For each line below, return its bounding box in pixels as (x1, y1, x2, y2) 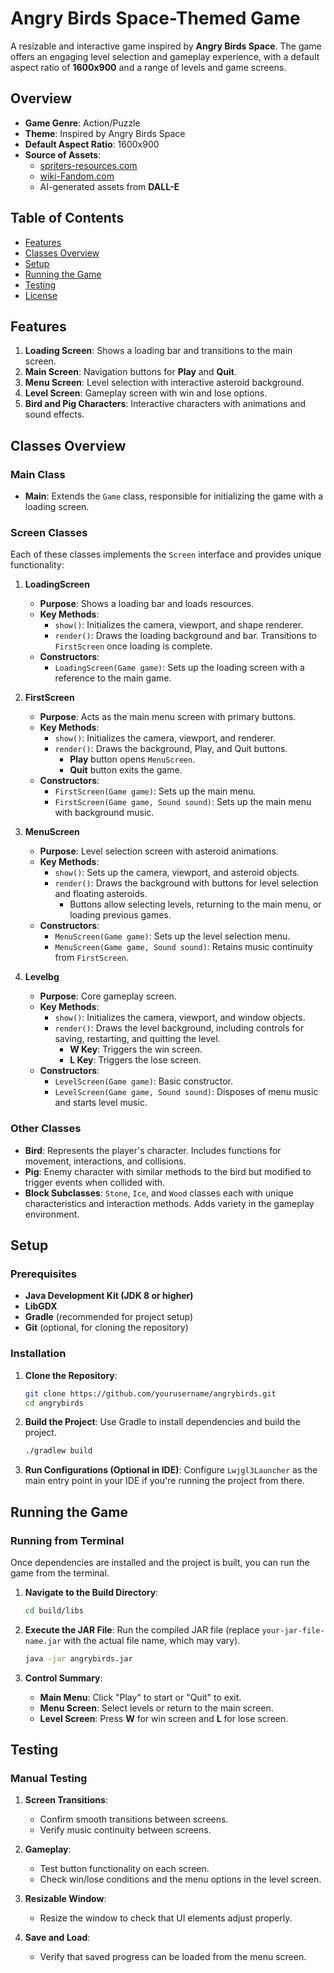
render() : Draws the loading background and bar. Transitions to (54, 630, 317, 642)
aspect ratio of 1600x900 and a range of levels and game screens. (10, 61, 287, 73)
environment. (24, 1208, 80, 1220)
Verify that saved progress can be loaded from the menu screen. (39, 1951, 307, 1963)
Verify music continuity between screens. (39, 1824, 212, 1836)
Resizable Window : (24, 1893, 107, 1905)
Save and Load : (24, 1932, 91, 1944)
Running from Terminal (10, 1533, 125, 1547)
